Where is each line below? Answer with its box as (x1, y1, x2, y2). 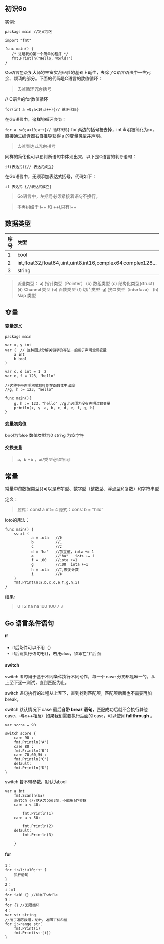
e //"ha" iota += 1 (31, 554, 95, 558)
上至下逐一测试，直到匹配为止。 (5, 680, 69, 686)
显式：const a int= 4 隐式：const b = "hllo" (17, 507, 103, 513)
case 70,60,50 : (14, 752, 47, 758)
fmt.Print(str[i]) (14, 930, 51, 936)
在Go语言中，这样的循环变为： (5, 116, 67, 122)
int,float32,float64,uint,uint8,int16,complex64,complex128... (17, 259, 157, 266)
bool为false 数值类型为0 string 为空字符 (5, 433, 84, 438)
